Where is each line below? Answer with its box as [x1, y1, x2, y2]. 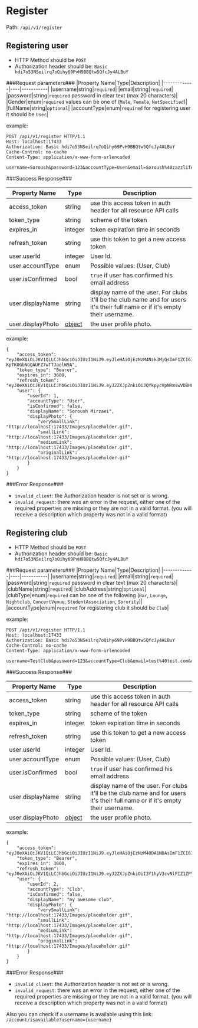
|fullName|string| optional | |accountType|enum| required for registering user [6, 104, 191, 112]
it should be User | [6, 110, 49, 117]
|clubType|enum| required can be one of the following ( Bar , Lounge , [6, 591, 168, 598]
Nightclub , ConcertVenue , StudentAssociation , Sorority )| [6, 598, 143, 605]
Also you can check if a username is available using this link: [6, 1010, 153, 1017]
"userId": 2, [27, 881, 60, 887]
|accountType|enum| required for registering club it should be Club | [6, 604, 169, 611]
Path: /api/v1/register [6, 24, 63, 31]
